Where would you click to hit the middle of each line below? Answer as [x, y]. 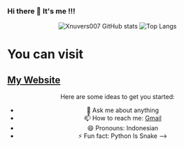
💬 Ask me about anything [123, 110]
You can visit [45, 54]
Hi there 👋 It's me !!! [41, 11]
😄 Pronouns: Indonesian [123, 128]
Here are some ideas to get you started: [118, 97]
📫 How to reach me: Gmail [123, 118]
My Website [34, 80]
